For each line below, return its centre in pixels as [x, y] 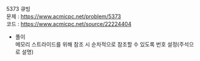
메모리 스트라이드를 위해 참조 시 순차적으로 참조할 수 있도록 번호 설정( [97, 44]
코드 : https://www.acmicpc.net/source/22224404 [69, 24]
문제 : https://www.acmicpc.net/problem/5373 [64, 16]
